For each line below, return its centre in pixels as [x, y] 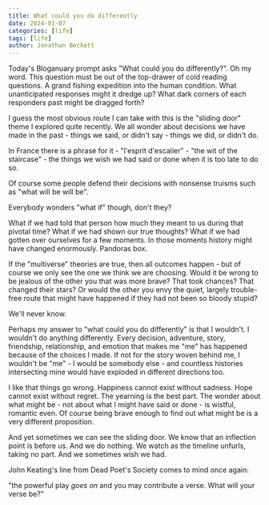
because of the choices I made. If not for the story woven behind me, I [124, 355]
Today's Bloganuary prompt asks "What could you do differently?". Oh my [130, 68]
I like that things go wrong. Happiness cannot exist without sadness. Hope [130, 388]
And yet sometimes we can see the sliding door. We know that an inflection [132, 438]
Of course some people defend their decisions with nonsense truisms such [132, 183]
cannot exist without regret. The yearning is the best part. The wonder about [134, 396]
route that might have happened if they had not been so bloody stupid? [141, 299]
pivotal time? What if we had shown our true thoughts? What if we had [124, 232]
